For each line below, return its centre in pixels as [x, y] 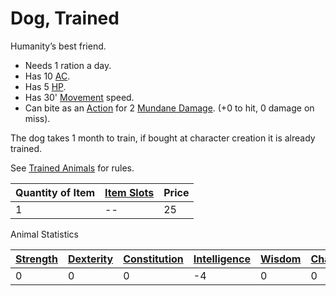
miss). [37, 118]
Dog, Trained [65, 18]
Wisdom [281, 259]
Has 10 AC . [47, 76]
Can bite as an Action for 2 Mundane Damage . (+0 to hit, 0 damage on [169, 108]
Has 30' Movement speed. [79, 97]
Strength [36, 259]
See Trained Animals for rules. [72, 168]
